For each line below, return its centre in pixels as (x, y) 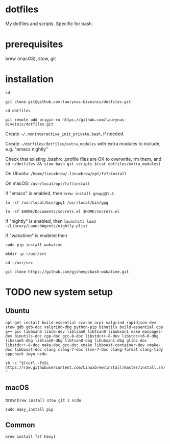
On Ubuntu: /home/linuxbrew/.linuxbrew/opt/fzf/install (66, 173)
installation (30, 79)
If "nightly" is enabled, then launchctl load (51, 221)
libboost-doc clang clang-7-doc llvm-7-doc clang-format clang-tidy (89, 349)
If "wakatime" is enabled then (36, 235)
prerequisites (34, 44)
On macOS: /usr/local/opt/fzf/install (48, 183)
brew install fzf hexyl (31, 437)
